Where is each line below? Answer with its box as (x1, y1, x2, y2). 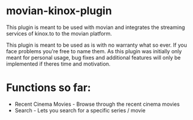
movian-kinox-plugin (6, 4, 112, 18)
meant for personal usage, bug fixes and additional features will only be (6, 54, 181, 61)
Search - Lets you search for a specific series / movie (14, 106, 146, 113)
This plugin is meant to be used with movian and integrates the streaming (6, 24, 185, 31)
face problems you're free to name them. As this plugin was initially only (6, 47, 182, 54)
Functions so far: (6, 81, 91, 95)
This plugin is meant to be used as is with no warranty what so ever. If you (6, 41, 188, 48)
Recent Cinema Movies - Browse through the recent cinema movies (14, 100, 180, 108)
